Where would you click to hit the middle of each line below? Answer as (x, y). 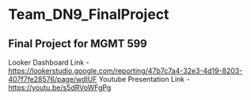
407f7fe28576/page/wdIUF (53, 79)
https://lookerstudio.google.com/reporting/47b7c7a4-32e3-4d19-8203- (125, 71)
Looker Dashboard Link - (49, 62)
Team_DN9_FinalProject (89, 15)
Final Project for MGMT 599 (78, 44)
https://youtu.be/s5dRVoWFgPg (60, 87)
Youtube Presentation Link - (144, 79)
